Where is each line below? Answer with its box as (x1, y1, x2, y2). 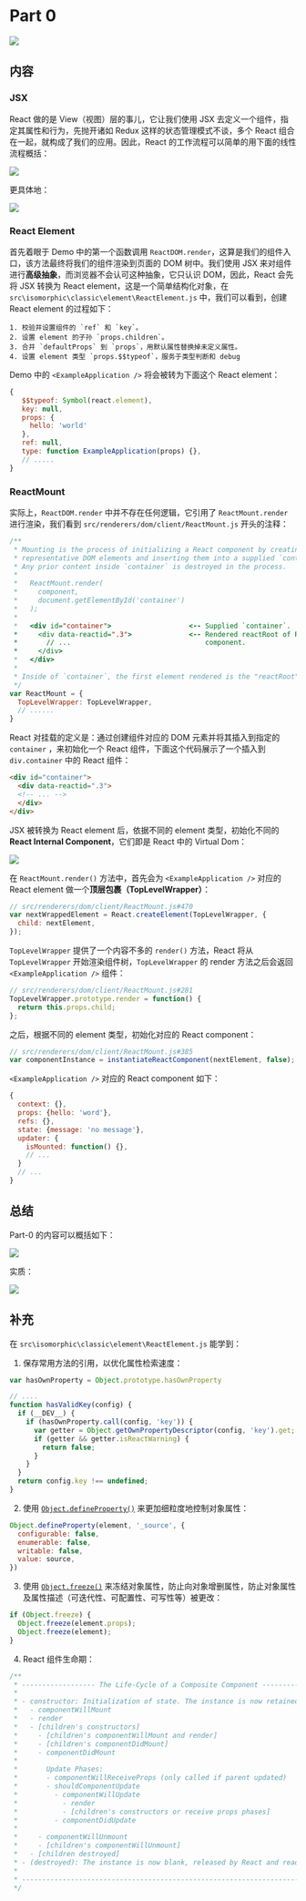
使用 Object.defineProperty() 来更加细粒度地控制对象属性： (22, 1502, 250, 1513)
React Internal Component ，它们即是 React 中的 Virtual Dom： (9, 835, 248, 847)
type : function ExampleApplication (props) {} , (21, 447, 202, 456)
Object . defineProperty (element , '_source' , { (9, 1520, 185, 1530)
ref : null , (21, 438, 64, 447)
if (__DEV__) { (17, 1409, 76, 1418)
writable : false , (17, 1546, 84, 1556)
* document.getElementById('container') (13, 596, 185, 606)
